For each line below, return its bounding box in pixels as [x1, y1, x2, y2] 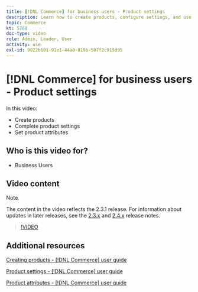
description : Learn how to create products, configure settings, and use [6, 14, 192, 20]
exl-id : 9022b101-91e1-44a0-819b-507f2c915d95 [6, 47, 123, 53]
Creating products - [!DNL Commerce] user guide [6, 257, 127, 264]
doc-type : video [6, 31, 46, 37]
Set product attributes [14, 128, 69, 136]
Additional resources [6, 241, 85, 251]
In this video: [6, 105, 37, 112]
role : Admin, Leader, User [6, 36, 73, 42]
